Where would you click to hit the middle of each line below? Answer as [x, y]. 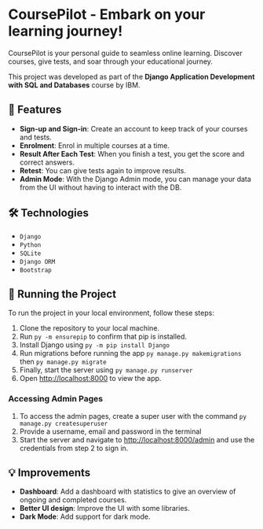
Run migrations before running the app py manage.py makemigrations [130, 353]
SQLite [30, 253]
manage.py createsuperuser [64, 424]
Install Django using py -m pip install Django [95, 345]
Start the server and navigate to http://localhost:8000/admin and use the [137, 439]
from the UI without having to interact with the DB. [100, 187]
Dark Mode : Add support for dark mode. [85, 516]
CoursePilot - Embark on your [107, 15]
